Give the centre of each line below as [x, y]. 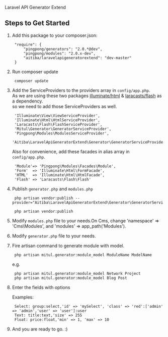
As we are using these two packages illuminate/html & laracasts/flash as [87, 95]
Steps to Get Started [37, 23]
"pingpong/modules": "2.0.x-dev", [60, 53]
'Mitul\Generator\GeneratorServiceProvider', [63, 129]
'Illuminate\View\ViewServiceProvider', [57, 116]
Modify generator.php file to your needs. [54, 236]
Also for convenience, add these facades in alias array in [71, 152]
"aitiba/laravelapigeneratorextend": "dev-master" [77, 58]
